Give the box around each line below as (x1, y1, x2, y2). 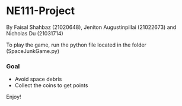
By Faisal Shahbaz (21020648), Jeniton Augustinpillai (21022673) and (6, 24, 177, 31)
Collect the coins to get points (14, 82, 88, 89)
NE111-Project (6, 4, 75, 18)
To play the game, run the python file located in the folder (6, 41, 147, 48)
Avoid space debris (14, 75, 62, 83)
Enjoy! (6, 93, 22, 101)
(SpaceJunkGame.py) (6, 47, 60, 54)
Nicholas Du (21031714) (6, 29, 63, 37)
